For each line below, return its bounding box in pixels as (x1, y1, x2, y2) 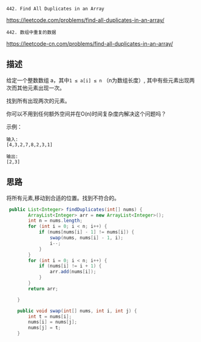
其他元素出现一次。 (16, 84, 65, 91)
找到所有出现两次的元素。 (6, 97, 70, 104)
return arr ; (28, 285, 59, 292)
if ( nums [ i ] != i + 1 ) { (38, 263, 102, 269)
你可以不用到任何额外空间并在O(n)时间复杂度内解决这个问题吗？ (6, 110, 167, 117)
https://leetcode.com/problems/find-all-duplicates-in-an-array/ (6, 16, 165, 24)
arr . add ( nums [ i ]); (49, 269, 97, 275)
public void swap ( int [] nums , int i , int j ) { (17, 308, 137, 314)
